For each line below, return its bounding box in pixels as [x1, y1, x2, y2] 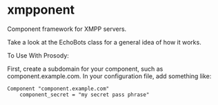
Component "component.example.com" [7, 85, 110, 92]
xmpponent [7, 2, 75, 18]
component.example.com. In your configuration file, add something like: [7, 71, 212, 80]
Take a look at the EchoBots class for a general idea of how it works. [7, 38, 201, 46]
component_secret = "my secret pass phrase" [19, 91, 150, 98]
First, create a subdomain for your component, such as [7, 65, 163, 73]
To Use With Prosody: [7, 51, 69, 60]
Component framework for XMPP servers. [7, 25, 127, 33]
